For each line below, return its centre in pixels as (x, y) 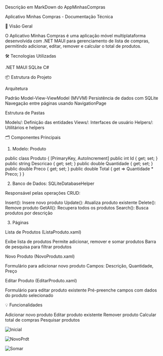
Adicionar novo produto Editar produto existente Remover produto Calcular (81, 315)
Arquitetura (16, 89)
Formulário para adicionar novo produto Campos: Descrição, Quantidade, (79, 266)
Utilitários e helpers (25, 128)
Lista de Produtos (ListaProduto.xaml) (43, 232)
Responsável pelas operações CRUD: (43, 193)
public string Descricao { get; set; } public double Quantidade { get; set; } (79, 163)
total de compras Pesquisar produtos (42, 320)
